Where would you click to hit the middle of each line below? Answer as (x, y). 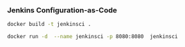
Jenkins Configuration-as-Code (62, 10)
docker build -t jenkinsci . (49, 25)
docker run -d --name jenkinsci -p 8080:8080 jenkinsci (92, 37)
